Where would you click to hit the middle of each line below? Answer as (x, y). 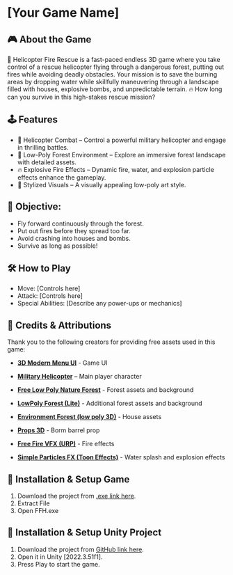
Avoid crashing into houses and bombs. (74, 238)
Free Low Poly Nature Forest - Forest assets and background (105, 390)
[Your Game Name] (63, 13)
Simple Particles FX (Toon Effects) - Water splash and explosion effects (121, 457)
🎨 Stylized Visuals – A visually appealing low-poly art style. (102, 184)
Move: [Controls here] (49, 289)
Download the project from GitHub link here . (80, 549)
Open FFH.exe (38, 511)
